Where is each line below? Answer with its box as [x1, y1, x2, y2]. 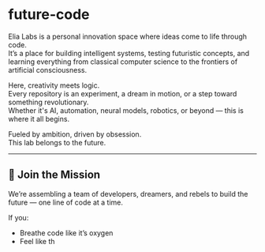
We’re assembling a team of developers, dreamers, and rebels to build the [8, 189, 248, 198]
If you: [8, 213, 29, 222]
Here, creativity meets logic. [8, 81, 100, 90]
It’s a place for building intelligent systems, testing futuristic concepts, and [8, 48, 250, 58]
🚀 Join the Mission [8, 168, 101, 182]
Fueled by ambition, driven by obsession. [8, 129, 142, 139]
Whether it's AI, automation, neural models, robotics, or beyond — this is [8, 105, 244, 115]
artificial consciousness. [8, 65, 88, 74]
